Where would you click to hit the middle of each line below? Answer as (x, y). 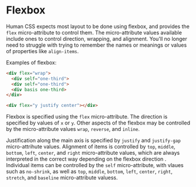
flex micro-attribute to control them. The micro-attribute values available (94, 32)
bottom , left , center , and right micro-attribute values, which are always (93, 153)
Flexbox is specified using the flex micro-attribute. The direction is (87, 117)
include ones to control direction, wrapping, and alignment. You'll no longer (97, 39)
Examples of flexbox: (31, 63)
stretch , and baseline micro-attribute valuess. (62, 178)
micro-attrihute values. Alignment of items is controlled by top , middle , (91, 147)
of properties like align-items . (42, 51)
